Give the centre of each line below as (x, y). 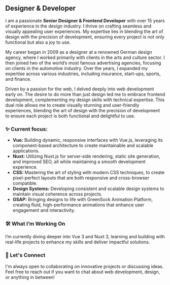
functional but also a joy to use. (38, 42)
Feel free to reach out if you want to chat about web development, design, (83, 272)
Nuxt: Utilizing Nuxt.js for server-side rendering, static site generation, (87, 156)
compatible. (25, 183)
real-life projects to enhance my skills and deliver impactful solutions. (78, 242)
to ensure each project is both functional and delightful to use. (70, 116)
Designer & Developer (41, 8)
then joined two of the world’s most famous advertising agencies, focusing (83, 62)
